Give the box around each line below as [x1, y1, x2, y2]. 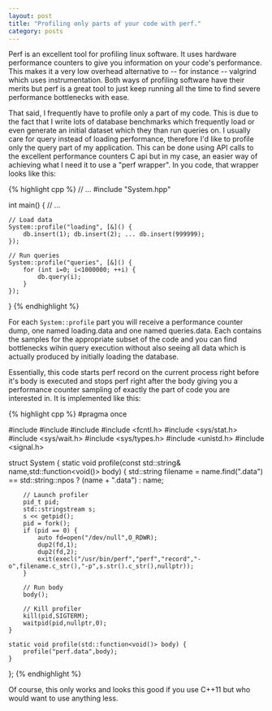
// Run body [23, 583, 63, 592]
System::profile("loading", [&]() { [8, 223, 132, 232]
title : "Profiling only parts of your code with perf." [8, 20, 201, 28]
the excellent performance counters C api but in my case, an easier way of [8, 151, 258, 161]
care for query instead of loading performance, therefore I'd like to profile [8, 134, 254, 144]
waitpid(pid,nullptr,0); [23, 619, 107, 627]
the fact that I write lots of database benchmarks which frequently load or [8, 117, 255, 127]
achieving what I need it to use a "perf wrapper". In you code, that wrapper [8, 160, 259, 170]
